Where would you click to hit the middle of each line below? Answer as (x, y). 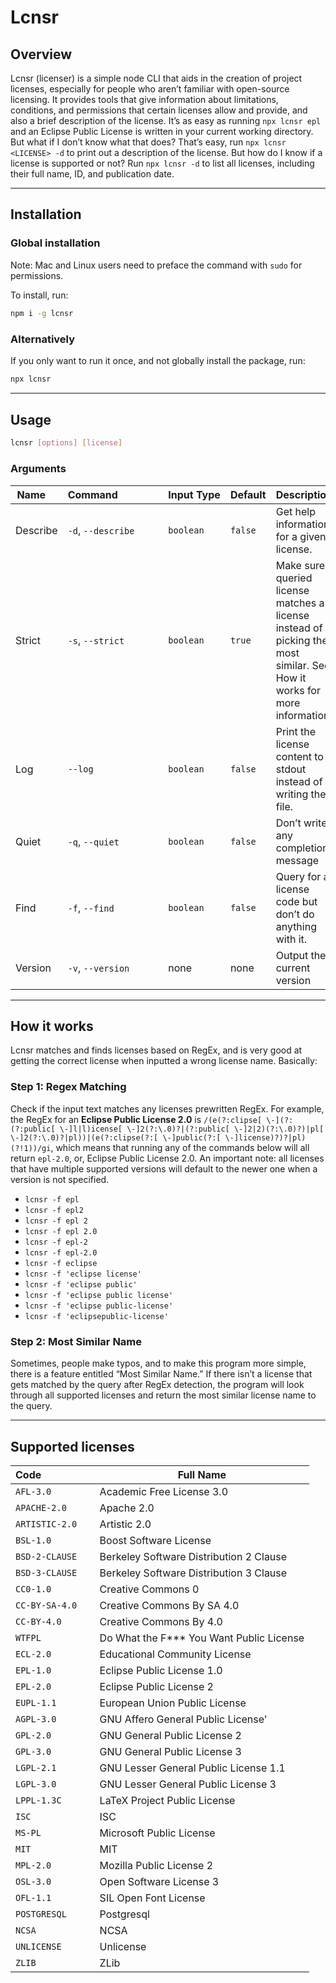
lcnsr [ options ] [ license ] (66, 443)
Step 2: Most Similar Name (76, 1342)
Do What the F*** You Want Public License (202, 1638)
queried (294, 578)
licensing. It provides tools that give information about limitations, (144, 99)
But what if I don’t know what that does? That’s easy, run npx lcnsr (148, 142)
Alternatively (43, 339)
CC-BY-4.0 (38, 1622)
